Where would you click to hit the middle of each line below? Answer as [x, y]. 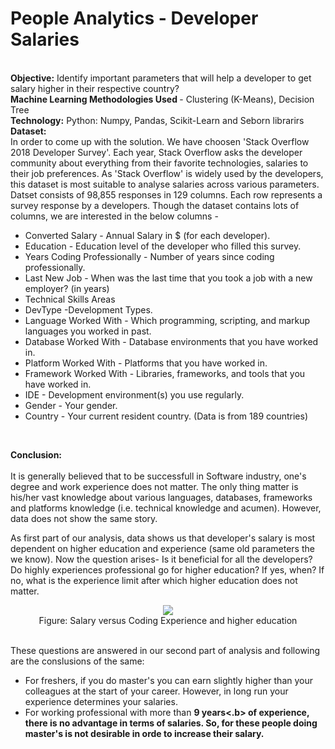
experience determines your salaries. [101, 701]
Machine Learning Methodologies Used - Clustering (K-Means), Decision [162, 99]
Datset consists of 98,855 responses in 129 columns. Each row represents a [166, 194]
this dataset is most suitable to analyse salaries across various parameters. [165, 184]
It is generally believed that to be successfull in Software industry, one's [158, 476]
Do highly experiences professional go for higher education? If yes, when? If [167, 569]
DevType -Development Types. [88, 309]
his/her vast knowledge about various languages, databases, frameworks [161, 497]
